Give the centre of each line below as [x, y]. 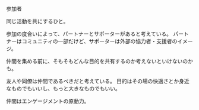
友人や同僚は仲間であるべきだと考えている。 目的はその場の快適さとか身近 [98, 81]
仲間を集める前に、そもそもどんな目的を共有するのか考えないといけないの [97, 61]
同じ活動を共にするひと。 [37, 21]
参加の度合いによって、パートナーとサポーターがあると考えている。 [89, 34]
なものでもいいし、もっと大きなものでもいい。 [63, 88]
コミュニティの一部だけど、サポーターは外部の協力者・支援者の [99, 41]
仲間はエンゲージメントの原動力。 [48, 101]
